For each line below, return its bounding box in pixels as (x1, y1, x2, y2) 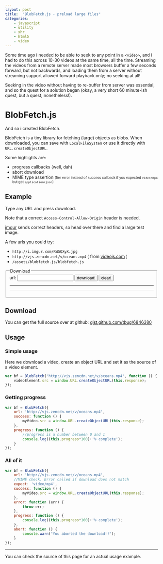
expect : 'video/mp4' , (14, 481, 57, 487)
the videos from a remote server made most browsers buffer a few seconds (5, 62, 157, 68)
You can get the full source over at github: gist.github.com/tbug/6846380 (5, 319, 152, 325)
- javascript (14, 20, 40, 26)
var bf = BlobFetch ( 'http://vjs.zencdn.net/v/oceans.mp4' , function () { (5, 373, 158, 379)
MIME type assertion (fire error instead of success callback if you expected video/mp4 (12, 174, 158, 180)
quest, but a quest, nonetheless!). (5, 92, 72, 98)
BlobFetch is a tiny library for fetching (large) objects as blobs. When (5, 134, 142, 141)
